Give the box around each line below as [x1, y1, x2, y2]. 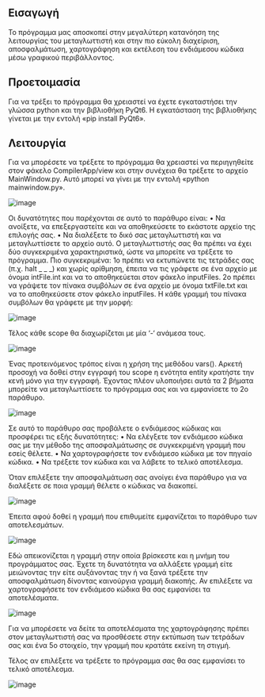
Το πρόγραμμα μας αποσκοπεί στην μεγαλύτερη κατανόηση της [8, 27, 220, 36]
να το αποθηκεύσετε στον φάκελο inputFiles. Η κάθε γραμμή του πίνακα [8, 289, 247, 299]
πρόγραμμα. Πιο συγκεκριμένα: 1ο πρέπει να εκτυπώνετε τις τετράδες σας [8, 255, 255, 265]
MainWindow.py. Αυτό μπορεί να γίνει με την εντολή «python [8, 174, 210, 184]
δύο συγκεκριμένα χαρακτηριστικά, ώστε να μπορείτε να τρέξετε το [8, 247, 233, 257]
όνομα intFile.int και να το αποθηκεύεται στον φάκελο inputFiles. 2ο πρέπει [8, 273, 256, 282]
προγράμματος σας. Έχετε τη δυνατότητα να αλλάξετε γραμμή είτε [8, 559, 233, 569]
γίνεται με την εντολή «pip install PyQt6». [8, 113, 146, 123]
